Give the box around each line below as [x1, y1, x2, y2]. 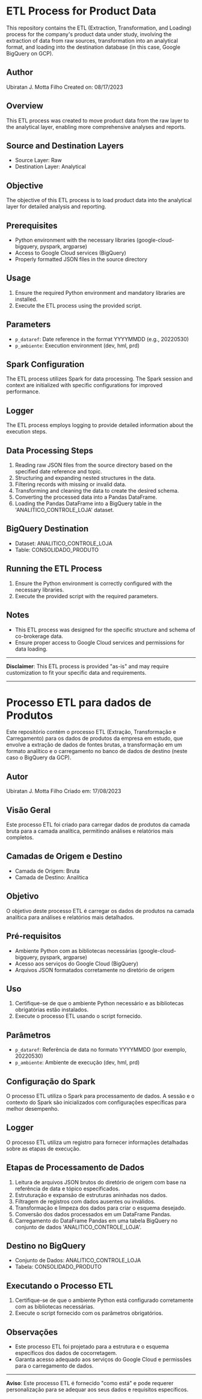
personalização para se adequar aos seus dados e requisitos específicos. [6, 1386, 189, 1393]
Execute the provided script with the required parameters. [14, 592, 159, 599]
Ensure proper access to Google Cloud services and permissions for [14, 639, 185, 646]
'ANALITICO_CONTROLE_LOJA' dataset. [14, 507, 114, 514]
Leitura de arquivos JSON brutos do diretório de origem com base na [14, 1178, 186, 1186]
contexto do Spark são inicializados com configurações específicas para [6, 1099, 186, 1106]
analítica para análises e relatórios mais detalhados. [6, 914, 134, 921]
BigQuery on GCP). [6, 49, 54, 57]
